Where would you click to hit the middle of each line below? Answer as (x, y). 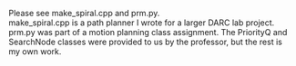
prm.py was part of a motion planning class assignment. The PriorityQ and (148, 32)
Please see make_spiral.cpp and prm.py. (84, 13)
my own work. (35, 52)
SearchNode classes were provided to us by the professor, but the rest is (146, 42)
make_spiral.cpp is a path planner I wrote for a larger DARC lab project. (142, 23)
